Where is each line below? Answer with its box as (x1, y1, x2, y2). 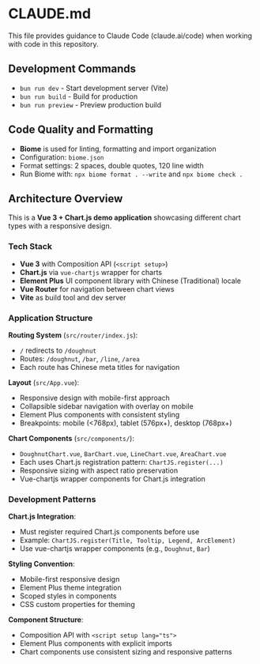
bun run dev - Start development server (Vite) (19, 83, 169, 92)
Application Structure (8, 312, 93, 323)
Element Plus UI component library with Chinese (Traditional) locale (19, 276, 241, 285)
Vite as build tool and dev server (19, 292, 126, 302)
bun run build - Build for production (19, 92, 138, 101)
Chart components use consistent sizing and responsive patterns (19, 647, 232, 657)
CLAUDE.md (8, 5, 92, 23)
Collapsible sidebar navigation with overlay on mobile (19, 401, 194, 411)
